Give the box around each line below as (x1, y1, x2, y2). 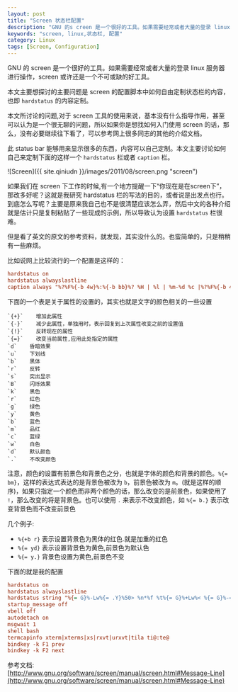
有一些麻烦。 (7, 242, 45, 249)
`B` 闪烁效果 (7, 380, 51, 387)
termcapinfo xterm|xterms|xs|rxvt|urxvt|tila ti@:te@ (7, 634, 170, 641)
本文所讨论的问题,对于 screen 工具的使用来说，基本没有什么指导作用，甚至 (7, 111, 225, 120)
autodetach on (7, 614, 50, 621)
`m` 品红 (7, 426, 40, 433)
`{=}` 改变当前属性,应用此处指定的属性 (7, 335, 118, 342)
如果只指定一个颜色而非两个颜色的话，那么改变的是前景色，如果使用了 (22, 487, 227, 495)
